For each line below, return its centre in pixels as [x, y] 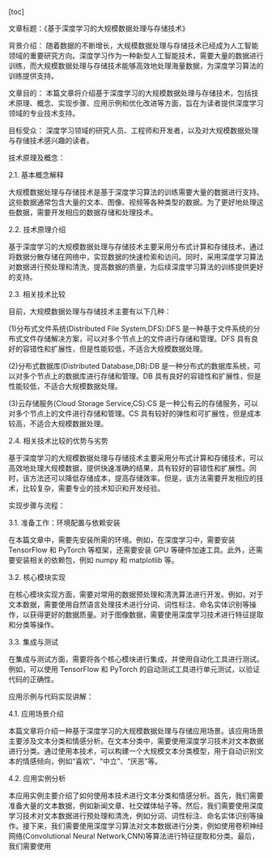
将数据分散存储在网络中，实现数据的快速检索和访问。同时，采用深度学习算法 [136, 257]
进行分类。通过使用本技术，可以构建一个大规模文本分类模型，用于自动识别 [132, 751]
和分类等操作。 [33, 625]
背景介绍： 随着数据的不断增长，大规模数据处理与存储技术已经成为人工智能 [134, 45]
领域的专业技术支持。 [44, 113]
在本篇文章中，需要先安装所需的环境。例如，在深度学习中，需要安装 [122, 540]
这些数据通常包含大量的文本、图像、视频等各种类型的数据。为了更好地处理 [132, 202]
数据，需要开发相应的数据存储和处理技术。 [86, 212]
